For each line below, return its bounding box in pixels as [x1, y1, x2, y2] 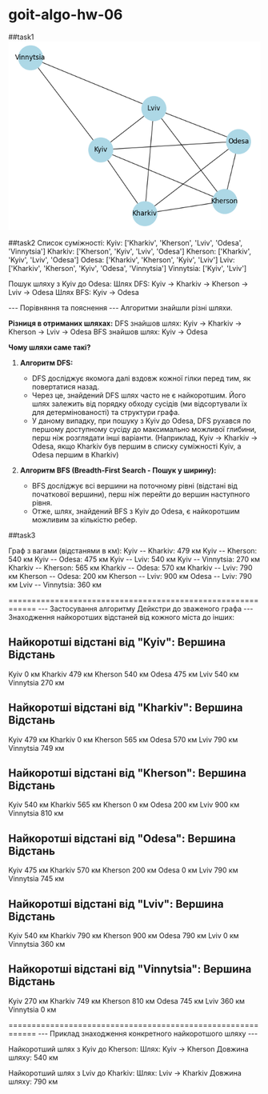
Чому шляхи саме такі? [8, 342, 91, 352]
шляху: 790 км [8, 1076, 58, 1086]
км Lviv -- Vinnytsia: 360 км [8, 580, 102, 589]
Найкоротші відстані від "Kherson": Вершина [8, 766, 246, 780]
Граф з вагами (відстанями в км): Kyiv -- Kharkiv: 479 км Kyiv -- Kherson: [8, 545, 258, 555]
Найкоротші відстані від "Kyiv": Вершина [8, 636, 226, 649]
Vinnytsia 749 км [8, 743, 65, 753]
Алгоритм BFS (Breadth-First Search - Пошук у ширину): [19, 465, 217, 475]
